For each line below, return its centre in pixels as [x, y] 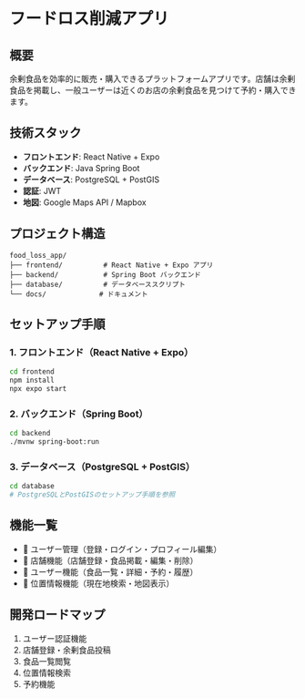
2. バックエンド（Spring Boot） [79, 414]
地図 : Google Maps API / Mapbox [85, 202]
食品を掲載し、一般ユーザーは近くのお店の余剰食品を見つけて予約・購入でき [153, 90]
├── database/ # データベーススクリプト [98, 284]
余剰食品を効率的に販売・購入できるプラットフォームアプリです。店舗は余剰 [152, 79]
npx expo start [38, 389]
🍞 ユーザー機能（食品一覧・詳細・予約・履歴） [110, 571]
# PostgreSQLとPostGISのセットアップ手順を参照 [92, 495]
